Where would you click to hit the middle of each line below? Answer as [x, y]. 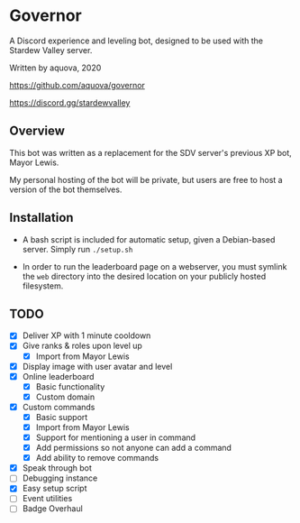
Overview [37, 131]
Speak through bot [57, 468]
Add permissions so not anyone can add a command [134, 448]
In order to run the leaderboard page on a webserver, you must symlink [155, 266]
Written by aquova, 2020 [55, 68]
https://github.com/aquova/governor [77, 85]
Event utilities [47, 499]
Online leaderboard [58, 376]
